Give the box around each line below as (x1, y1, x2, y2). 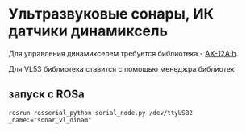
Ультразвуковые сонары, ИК (8, 5, 215, 23)
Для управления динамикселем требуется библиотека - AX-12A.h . (8, 48, 239, 58)
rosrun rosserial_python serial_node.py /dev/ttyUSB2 (8, 109, 194, 117)
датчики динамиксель (8, 22, 168, 40)
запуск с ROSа (8, 88, 85, 101)
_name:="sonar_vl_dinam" (8, 116, 92, 124)
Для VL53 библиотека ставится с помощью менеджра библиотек (8, 64, 236, 73)
